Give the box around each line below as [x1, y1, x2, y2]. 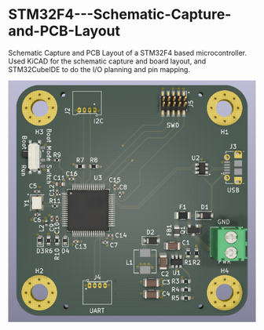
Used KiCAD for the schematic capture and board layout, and [8, 56, 207, 66]
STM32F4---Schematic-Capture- [8, 5, 232, 24]
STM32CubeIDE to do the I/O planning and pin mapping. [8, 64, 191, 74]
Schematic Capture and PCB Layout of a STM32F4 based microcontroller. [8, 48, 247, 57]
